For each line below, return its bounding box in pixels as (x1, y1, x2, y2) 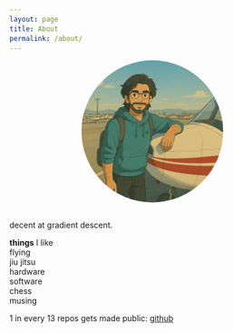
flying (9, 247, 31, 258)
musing (9, 296, 38, 307)
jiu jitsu (9, 257, 36, 267)
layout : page (9, 15, 59, 24)
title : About (9, 24, 59, 34)
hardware (9, 267, 45, 277)
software (9, 276, 43, 287)
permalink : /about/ (9, 34, 83, 43)
